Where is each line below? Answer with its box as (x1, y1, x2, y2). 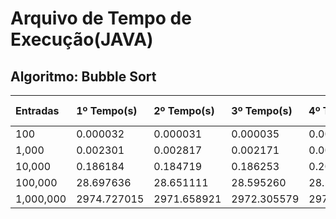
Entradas (15, 104, 60, 117)
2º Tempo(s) (153, 104, 215, 117)
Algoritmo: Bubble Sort (10, 68, 157, 85)
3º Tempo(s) (231, 104, 293, 117)
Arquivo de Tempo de (10, 7, 192, 30)
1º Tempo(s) (76, 104, 138, 117)
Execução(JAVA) (10, 28, 154, 51)
